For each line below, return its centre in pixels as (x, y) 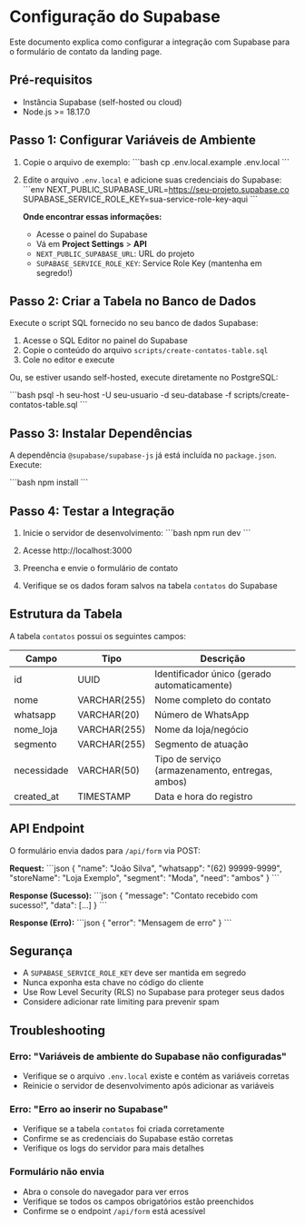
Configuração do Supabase (115, 17)
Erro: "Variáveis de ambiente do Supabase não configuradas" (148, 1056)
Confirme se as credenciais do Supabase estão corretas (128, 1139)
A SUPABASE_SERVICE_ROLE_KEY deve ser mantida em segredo (134, 973)
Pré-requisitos (51, 80)
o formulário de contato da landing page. (86, 51)
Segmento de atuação (201, 744)
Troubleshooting (58, 1030)
